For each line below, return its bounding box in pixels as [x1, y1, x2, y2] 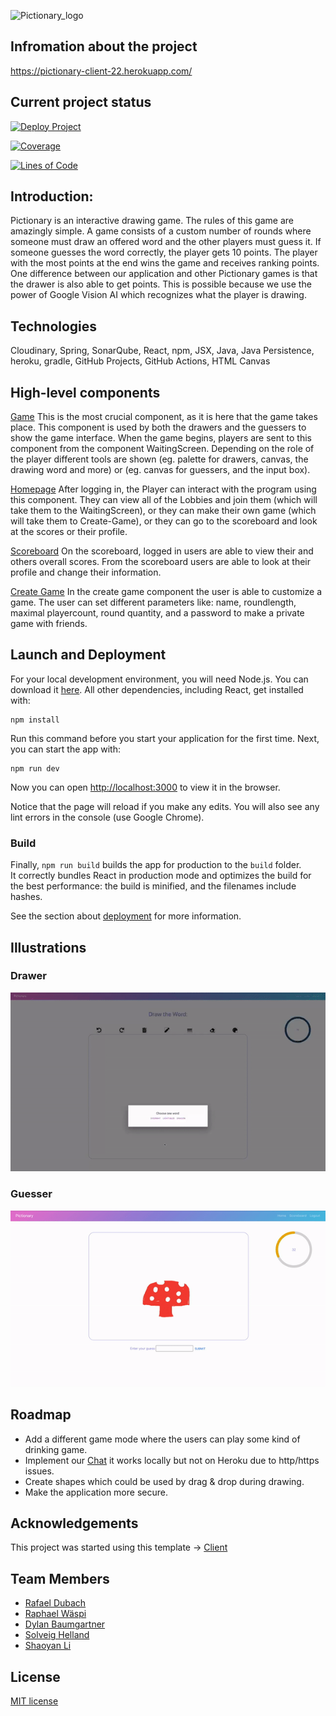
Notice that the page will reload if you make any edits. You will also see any [10, 800, 320, 812]
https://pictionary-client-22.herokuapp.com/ [10, 65, 193, 77]
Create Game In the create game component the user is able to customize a [10, 586, 323, 598]
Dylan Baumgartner [24, 1618, 106, 1630]
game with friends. [10, 618, 88, 630]
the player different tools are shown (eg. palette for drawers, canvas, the [10, 453, 309, 465]
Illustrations [10, 939, 87, 956]
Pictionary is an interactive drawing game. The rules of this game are [10, 215, 294, 227]
